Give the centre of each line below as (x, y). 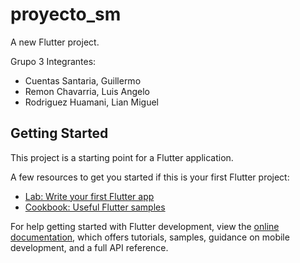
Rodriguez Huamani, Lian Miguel (91, 102)
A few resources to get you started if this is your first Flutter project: (150, 177)
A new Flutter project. (55, 42)
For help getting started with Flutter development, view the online (145, 226)
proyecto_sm (66, 14)
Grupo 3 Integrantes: (53, 61)
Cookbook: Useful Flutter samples (95, 207)
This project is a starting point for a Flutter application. (122, 157)
